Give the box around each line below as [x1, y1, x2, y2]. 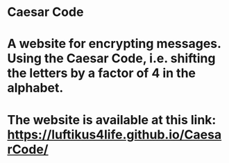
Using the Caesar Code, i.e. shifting [7, 51, 216, 67]
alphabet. [7, 80, 64, 96]
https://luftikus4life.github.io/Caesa [7, 126, 222, 142]
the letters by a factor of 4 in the [7, 65, 196, 81]
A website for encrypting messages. [7, 36, 221, 52]
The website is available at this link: [7, 112, 217, 128]
